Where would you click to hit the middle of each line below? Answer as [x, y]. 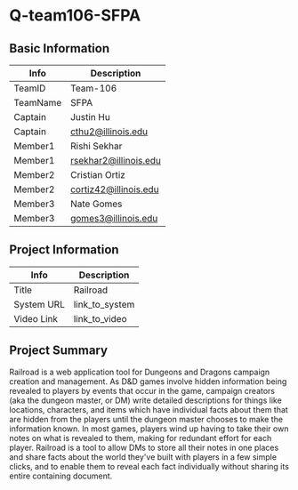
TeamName [38, 103]
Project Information [64, 250]
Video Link [36, 318]
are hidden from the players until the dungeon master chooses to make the [146, 419]
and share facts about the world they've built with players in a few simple [143, 457]
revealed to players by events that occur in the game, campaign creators [142, 390]
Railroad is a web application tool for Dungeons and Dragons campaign [140, 372]
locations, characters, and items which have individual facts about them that [149, 409]
